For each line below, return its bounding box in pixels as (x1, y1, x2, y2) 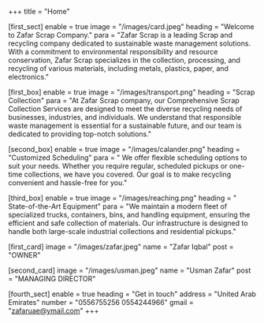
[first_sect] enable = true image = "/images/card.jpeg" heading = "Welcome (8, 22, 255, 31)
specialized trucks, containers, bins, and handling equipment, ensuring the (8, 210, 251, 219)
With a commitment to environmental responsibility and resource (8, 47, 218, 56)
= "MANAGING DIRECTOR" (8, 274, 96, 283)
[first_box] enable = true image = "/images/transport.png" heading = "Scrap (8, 87, 255, 97)
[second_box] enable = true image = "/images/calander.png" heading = (8, 145, 240, 154)
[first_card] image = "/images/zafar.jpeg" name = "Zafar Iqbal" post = (8, 242, 234, 251)
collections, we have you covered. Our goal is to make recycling (24, 169, 232, 179)
